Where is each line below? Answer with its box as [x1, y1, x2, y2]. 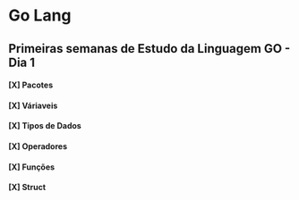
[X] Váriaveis [8, 100, 58, 111]
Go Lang [8, 5, 73, 26]
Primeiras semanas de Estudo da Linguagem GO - [8, 41, 291, 56]
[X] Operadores [8, 140, 68, 152]
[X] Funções [8, 162, 56, 172]
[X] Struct [8, 182, 47, 193]
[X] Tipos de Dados [8, 121, 81, 131]
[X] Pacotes [8, 79, 54, 90]
